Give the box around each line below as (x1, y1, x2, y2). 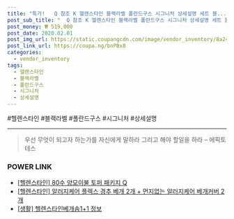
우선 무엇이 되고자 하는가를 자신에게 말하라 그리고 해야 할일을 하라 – (24, 136, 208, 143)
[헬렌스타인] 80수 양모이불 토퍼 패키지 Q (17, 179, 127, 187)
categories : (7, 49, 42, 56)
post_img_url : (7, 36, 49, 43)
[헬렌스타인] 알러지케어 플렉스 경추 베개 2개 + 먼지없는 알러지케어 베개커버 (17, 187, 219, 195)
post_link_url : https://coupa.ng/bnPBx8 (7, 42, 127, 49)
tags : (7, 62, 23, 69)
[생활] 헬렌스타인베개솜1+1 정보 (17, 204, 102, 213)
